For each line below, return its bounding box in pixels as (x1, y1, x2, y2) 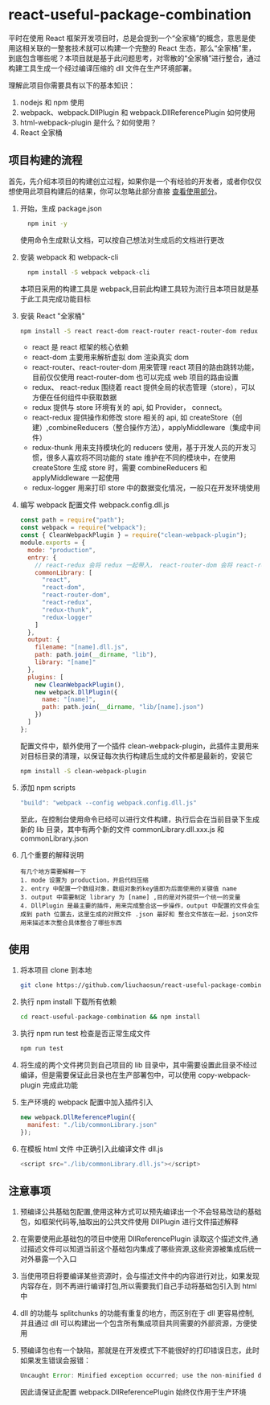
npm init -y (27, 219, 67, 227)
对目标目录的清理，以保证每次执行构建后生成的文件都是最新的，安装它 (19, 751, 253, 760)
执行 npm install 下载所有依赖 (19, 997, 117, 1006)
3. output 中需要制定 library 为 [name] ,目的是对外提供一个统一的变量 (19, 893, 241, 901)
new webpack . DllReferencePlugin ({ (19, 1113, 136, 1121)
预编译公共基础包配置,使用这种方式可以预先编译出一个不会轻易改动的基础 (19, 1207, 262, 1217)
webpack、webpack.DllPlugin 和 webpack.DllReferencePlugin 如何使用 (19, 107, 256, 117)
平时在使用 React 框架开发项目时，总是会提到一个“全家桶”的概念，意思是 (8, 33, 249, 43)
